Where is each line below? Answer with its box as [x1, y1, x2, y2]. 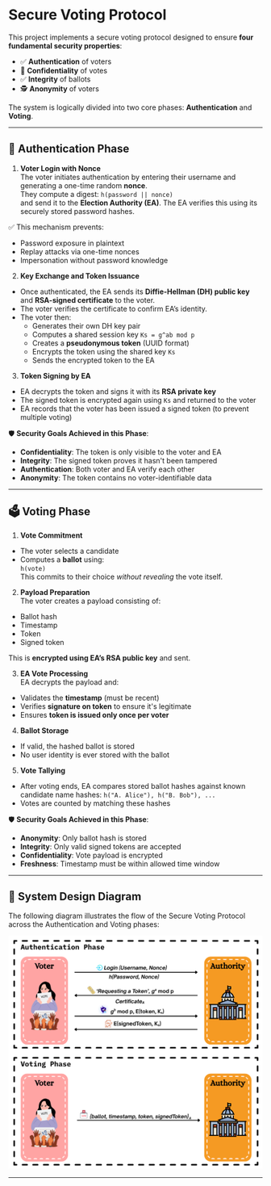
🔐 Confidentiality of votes [19, 65, 107, 75]
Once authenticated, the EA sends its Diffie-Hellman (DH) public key [19, 287, 250, 296]
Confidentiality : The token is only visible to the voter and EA [19, 446, 222, 457]
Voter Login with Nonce [19, 163, 101, 173]
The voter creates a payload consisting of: [19, 596, 161, 606]
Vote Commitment [19, 530, 83, 540]
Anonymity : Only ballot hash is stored [19, 833, 147, 843]
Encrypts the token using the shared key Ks [31, 346, 176, 356]
